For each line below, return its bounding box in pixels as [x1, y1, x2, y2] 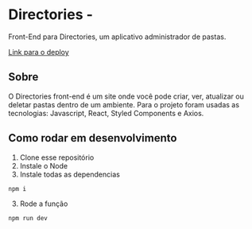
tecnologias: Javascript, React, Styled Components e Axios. [8, 108, 204, 118]
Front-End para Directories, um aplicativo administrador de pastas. [8, 32, 227, 41]
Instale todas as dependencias [19, 169, 121, 179]
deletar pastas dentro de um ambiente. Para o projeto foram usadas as [8, 99, 240, 109]
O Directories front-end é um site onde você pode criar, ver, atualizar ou [8, 91, 244, 101]
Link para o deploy [8, 47, 69, 56]
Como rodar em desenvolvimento [8, 131, 177, 145]
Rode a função [19, 199, 68, 208]
